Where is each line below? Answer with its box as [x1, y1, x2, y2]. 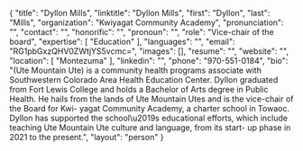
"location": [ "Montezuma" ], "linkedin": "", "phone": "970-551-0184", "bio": [9, 56, 289, 66]
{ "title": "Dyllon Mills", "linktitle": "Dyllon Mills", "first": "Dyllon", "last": [9, 8, 271, 18]
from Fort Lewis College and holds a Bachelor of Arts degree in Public [9, 84, 269, 94]
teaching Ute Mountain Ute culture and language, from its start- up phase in [9, 122, 291, 133]
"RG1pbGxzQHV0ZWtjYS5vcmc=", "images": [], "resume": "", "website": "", [9, 46, 289, 57]
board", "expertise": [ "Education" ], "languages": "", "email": [9, 36, 235, 47]
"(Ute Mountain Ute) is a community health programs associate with [9, 65, 262, 75]
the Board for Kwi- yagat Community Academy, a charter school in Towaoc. [9, 103, 290, 113]
